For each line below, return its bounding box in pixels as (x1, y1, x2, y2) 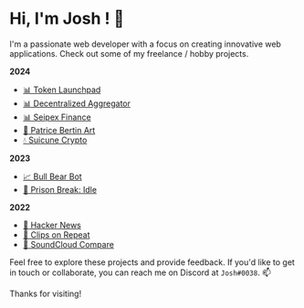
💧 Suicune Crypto (22, 134, 88, 145)
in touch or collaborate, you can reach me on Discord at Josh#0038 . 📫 (9, 267, 271, 278)
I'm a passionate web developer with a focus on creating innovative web (9, 38, 281, 49)
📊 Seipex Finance (22, 112, 91, 122)
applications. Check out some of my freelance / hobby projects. (9, 48, 249, 58)
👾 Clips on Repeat (22, 228, 90, 240)
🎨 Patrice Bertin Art (22, 124, 96, 135)
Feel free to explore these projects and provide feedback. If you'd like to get (9, 256, 295, 268)
